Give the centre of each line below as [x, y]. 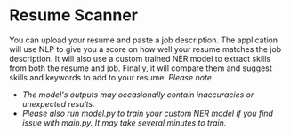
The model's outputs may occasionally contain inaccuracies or [138, 95]
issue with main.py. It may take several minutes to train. [124, 122]
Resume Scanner [73, 15]
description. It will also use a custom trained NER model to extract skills [140, 58]
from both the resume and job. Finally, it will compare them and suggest [141, 68]
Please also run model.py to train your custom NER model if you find [148, 113]
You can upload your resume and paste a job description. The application [144, 40]
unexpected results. [58, 103]
